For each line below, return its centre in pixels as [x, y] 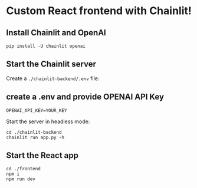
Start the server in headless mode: [48, 121]
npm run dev [21, 179]
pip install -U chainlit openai [46, 46]
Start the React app [42, 155]
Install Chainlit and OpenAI [56, 33]
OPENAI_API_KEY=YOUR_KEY [37, 110]
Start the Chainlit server [51, 64]
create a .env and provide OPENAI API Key [85, 97]
